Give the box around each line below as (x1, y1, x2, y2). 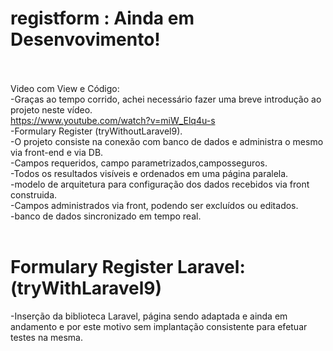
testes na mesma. (10, 331, 83, 343)
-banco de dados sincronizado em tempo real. (10, 210, 202, 222)
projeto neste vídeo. (10, 103, 93, 116)
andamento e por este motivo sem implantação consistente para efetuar (10, 320, 308, 332)
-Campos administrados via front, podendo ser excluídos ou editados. (10, 199, 299, 211)
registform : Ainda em (10, 7, 195, 30)
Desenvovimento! (10, 28, 161, 51)
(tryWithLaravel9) (10, 277, 163, 300)
